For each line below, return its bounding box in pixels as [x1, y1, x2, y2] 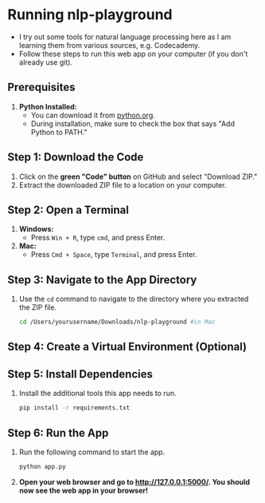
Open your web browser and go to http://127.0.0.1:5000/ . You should [18, 477, 251, 486]
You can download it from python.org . [30, 110, 156, 120]
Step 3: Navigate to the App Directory [7, 273, 197, 287]
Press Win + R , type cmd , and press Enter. [30, 233, 166, 243]
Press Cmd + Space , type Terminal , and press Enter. [30, 250, 197, 259]
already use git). [18, 57, 73, 67]
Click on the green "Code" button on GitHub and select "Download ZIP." [18, 172, 258, 181]
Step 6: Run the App [7, 426, 109, 440]
